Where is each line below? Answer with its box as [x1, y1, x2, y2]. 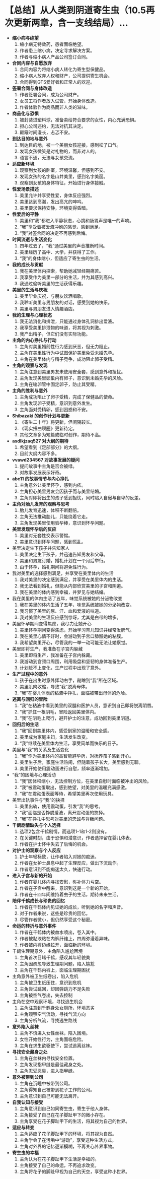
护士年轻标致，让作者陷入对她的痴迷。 [19, 854, 99, 860]
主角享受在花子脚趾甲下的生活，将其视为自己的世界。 [19, 1118, 130, 1124]
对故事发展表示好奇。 [19, 469, 64, 475]
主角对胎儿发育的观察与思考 [12, 501, 70, 507]
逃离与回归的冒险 [12, 696, 48, 702]
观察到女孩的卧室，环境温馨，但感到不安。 [19, 167, 108, 173]
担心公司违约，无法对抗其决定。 [19, 123, 86, 129]
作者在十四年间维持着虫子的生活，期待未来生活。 [19, 891, 121, 897]
